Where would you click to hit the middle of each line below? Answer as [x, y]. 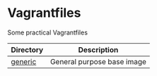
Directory [27, 49]
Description [98, 49]
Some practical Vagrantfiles [48, 32]
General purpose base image [98, 61]
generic [24, 61]
